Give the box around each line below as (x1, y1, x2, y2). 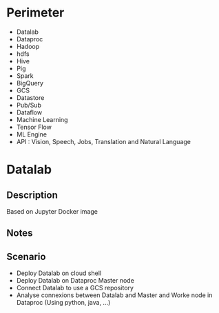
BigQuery (16, 79, 44, 87)
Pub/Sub (16, 101, 42, 109)
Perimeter (6, 5, 65, 21)
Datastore (16, 93, 45, 101)
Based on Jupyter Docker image (6, 207, 98, 215)
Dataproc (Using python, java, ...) (16, 299, 111, 307)
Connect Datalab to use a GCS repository (16, 284, 134, 292)
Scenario (6, 250, 46, 263)
